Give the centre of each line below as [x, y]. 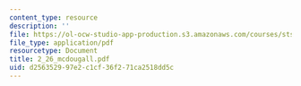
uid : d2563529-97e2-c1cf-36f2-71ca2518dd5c [92, 68]
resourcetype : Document [54, 51]
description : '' [39, 26]
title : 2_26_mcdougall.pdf [60, 59]
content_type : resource [54, 17]
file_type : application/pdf [62, 43]
